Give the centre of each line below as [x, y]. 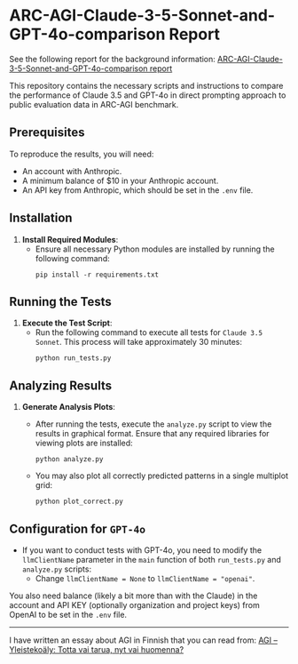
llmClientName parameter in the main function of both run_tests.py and [152, 560]
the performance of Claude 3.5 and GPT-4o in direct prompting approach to [148, 95]
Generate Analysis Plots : [68, 407]
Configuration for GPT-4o [78, 528]
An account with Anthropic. [72, 171]
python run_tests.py [73, 358]
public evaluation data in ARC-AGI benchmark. [94, 104]
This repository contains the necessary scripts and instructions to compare [146, 85]
